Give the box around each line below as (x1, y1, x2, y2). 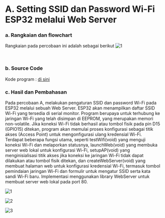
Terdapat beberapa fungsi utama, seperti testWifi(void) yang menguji (5, 137, 146, 143)
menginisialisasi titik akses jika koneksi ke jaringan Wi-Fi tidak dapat (5, 153, 144, 159)
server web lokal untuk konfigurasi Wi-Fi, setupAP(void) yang (5, 147, 130, 153)
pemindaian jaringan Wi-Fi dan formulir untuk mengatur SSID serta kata (5, 168, 151, 174)
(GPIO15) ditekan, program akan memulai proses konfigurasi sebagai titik (5, 126, 154, 132)
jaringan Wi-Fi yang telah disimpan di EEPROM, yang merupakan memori (5, 115, 154, 122)
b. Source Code (5, 65, 43, 72)
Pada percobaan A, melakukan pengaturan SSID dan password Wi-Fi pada (5, 100, 157, 106)
